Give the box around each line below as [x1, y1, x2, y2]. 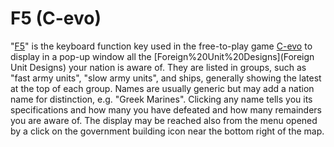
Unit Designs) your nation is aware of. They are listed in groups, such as [10, 61, 307, 73]
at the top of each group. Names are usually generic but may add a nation [10, 82, 315, 94]
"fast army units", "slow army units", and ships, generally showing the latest [10, 72, 322, 84]
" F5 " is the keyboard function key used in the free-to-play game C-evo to [10, 40, 313, 52]
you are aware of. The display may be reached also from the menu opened [10, 114, 318, 126]
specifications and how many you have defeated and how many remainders [10, 103, 322, 116]
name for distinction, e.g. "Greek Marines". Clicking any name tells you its [10, 93, 313, 105]
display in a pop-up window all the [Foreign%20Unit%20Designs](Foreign [10, 50, 315, 62]
